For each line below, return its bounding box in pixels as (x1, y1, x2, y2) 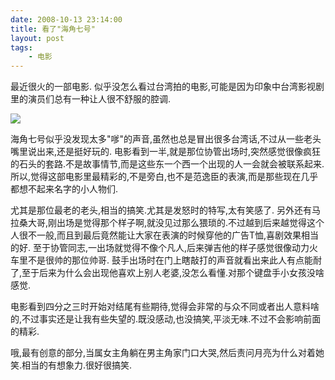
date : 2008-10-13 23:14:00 (10, 14, 123, 25)
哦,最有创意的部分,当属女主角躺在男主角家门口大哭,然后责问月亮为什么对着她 (10, 347, 325, 359)
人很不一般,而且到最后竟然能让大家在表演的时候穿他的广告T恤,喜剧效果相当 (10, 229, 320, 241)
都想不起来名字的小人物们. (10, 183, 119, 195)
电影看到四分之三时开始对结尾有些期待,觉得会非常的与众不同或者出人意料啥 (10, 301, 320, 313)
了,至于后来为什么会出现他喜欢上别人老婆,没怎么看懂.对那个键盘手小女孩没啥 (10, 267, 325, 279)
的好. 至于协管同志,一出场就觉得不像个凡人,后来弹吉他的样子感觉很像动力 (10, 242, 310, 254)
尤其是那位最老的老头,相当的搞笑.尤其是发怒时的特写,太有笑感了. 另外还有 (10, 204, 313, 216)
